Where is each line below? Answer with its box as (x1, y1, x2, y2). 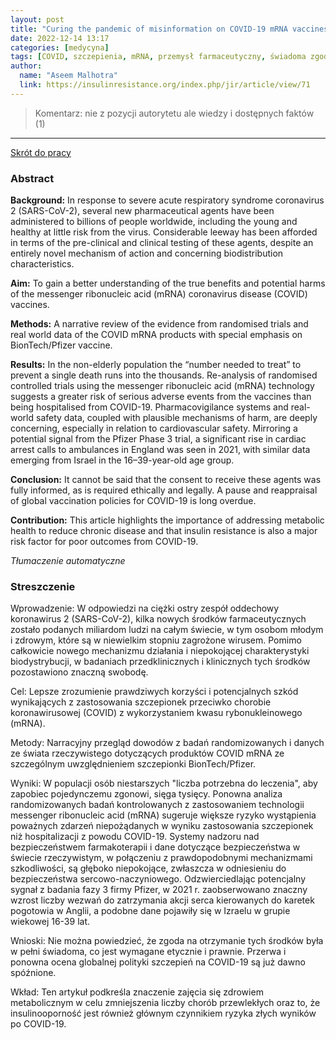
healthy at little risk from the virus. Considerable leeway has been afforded (10, 226, 318, 238)
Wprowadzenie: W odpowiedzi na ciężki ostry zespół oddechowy (10, 602, 280, 615)
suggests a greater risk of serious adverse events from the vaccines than (10, 391, 312, 403)
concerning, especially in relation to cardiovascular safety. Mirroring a (10, 422, 298, 435)
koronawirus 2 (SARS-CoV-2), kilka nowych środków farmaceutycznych (10, 613, 307, 625)
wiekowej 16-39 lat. (10, 916, 91, 928)
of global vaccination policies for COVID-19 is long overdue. (10, 495, 257, 507)
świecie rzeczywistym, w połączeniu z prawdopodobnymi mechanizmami (10, 852, 313, 864)
